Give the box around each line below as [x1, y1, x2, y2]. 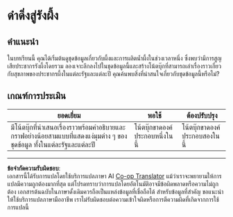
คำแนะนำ [7, 35, 39, 47]
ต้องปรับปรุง [186, 110, 218, 120]
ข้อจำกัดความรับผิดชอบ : [7, 164, 61, 172]
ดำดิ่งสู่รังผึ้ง [7, 8, 59, 24]
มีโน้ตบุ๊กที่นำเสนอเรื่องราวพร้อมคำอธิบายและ [10, 122, 126, 132]
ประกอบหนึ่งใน [134, 131, 173, 141]
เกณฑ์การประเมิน [7, 90, 66, 102]
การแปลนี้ [7, 202, 29, 211]
